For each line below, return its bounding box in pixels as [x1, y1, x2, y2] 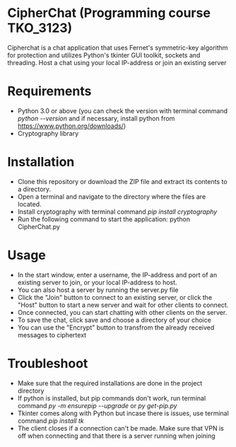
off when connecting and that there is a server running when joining [17, 431, 216, 440]
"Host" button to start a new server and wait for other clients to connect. [17, 301, 229, 309]
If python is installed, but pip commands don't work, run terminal [17, 394, 206, 402]
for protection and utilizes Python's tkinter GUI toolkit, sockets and [7, 51, 201, 59]
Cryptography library [17, 129, 79, 137]
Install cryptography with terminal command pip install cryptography [17, 207, 218, 216]
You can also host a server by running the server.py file [17, 285, 179, 294]
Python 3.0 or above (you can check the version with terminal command [17, 106, 228, 115]
